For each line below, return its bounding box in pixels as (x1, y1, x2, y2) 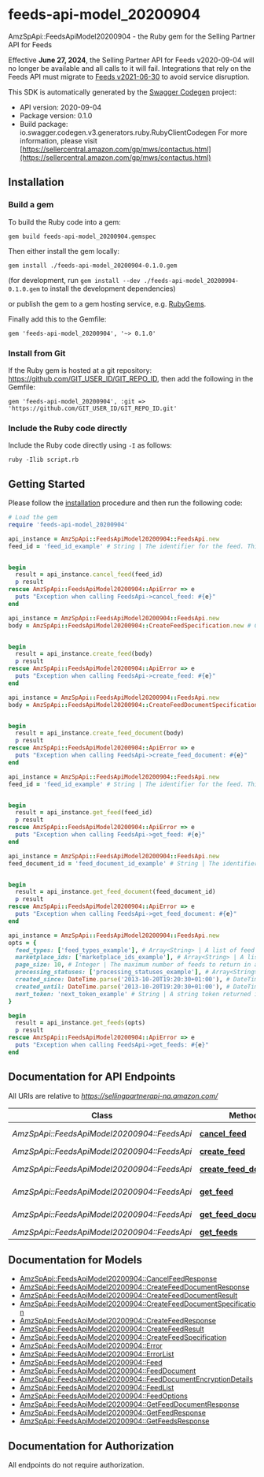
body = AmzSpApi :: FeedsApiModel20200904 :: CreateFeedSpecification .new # (8, 621, 251, 630)
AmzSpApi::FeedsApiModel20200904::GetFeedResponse (19, 1408, 207, 1418)
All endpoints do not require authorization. (8, 1460, 145, 1470)
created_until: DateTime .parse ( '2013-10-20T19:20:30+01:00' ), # (15, 983, 230, 991)
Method (229, 1110, 259, 1121)
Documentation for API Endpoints (8, 1070, 176, 1084)
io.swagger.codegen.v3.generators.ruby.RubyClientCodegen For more (19, 128, 247, 137)
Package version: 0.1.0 (19, 110, 93, 120)
